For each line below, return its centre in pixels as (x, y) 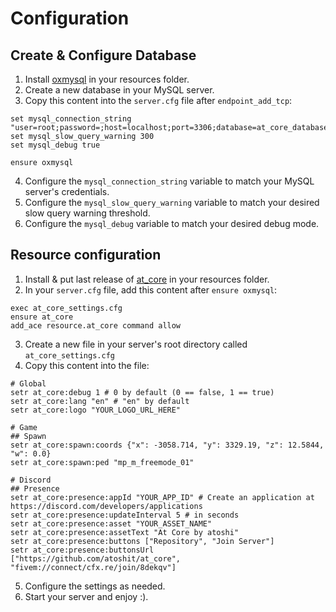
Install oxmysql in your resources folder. (107, 79)
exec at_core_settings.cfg (66, 308)
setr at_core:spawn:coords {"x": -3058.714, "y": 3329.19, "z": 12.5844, (167, 445)
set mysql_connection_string (71, 119)
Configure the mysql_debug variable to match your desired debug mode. (172, 223)
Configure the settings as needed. (95, 586)
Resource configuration (86, 255)
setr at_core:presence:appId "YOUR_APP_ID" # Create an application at (162, 497)
